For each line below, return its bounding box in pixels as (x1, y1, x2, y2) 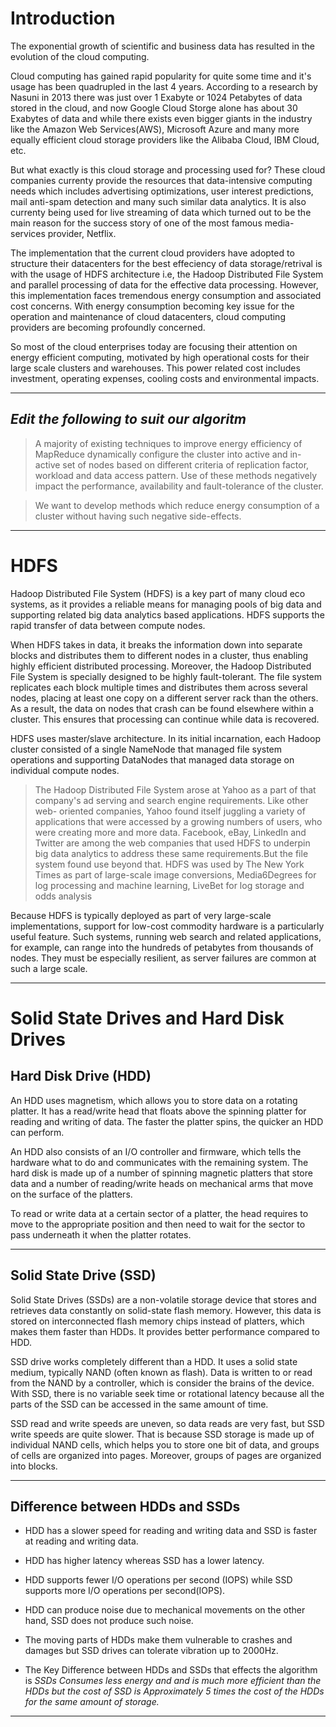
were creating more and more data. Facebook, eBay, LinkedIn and (34, 826, 307, 838)
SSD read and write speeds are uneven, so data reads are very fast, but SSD (10, 1417, 325, 1429)
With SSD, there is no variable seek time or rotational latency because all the (10, 1387, 325, 1399)
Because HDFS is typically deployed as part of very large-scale (10, 909, 272, 921)
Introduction (10, 7, 116, 30)
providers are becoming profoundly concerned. (10, 321, 206, 333)
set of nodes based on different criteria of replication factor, (62, 458, 310, 471)
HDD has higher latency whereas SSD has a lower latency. (24, 1555, 265, 1567)
